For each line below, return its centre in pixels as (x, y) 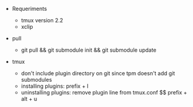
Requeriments (29, 9)
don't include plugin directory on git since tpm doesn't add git (98, 73)
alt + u (29, 99)
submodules (37, 80)
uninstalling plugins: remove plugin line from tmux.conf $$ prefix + (104, 92)
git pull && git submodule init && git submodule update (89, 50)
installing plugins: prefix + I (55, 86)
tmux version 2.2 (42, 20)
